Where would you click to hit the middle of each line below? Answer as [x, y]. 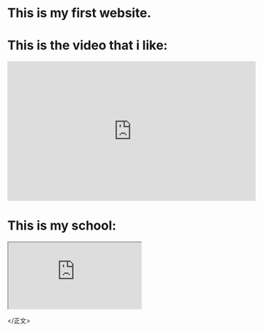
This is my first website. [79, 13]
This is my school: [62, 226]
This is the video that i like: [88, 46]
